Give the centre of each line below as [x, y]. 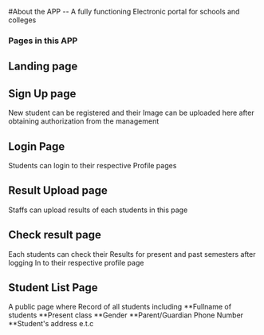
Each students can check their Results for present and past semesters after [132, 254]
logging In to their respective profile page [76, 262]
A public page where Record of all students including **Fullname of [120, 307]
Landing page [43, 67]
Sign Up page [42, 94]
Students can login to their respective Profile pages [93, 165]
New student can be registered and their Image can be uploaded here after [131, 113]
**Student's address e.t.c [51, 324]
